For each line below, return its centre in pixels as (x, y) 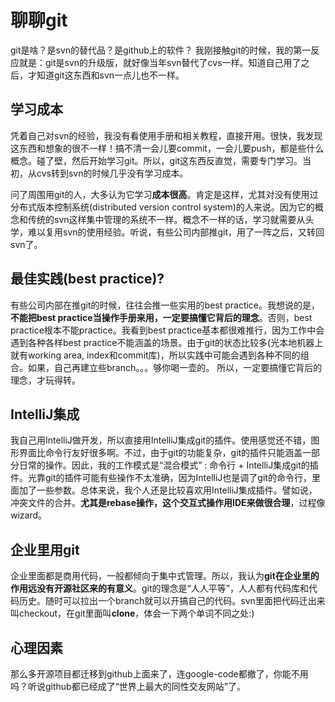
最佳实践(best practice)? (87, 279)
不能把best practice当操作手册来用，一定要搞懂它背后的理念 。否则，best (161, 317)
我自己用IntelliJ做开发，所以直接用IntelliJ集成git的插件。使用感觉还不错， (161, 440)
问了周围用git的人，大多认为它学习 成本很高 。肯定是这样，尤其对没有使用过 (164, 194)
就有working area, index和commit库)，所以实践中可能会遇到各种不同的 (155, 355)
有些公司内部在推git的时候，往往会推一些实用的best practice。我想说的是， (165, 305)
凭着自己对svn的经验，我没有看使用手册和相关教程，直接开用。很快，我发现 (166, 135)
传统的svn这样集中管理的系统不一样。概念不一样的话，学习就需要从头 (171, 219)
